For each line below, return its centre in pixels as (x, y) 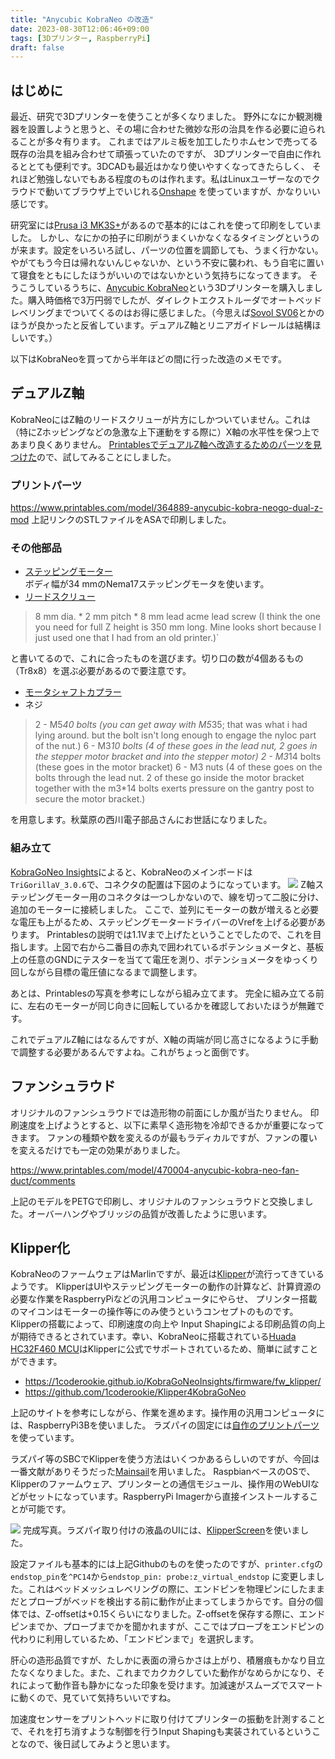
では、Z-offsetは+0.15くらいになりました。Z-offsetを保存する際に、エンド (172, 1614)
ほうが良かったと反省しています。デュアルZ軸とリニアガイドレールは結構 (161, 325)
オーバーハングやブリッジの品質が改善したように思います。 (150, 1213)
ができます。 (36, 1362)
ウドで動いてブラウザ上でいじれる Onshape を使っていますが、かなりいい (169, 192)
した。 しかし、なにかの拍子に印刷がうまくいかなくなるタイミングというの (165, 238)
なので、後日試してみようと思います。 (97, 1744)
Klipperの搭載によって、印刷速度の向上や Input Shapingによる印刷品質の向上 (168, 1324)
